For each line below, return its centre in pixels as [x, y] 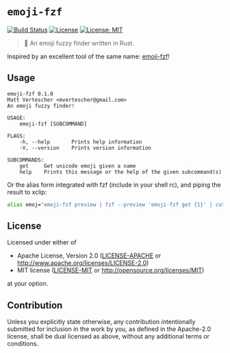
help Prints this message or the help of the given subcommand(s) [121, 172]
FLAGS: [16, 136]
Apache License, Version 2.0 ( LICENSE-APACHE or [89, 255]
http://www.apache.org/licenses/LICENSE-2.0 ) [83, 263]
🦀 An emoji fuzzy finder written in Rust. [79, 43]
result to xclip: [27, 192]
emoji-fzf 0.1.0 [30, 94]
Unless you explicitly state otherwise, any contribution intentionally [101, 322]
